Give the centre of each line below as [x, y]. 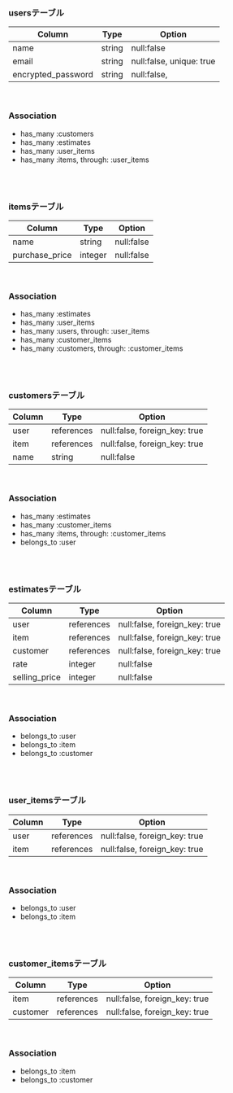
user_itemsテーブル [47, 801]
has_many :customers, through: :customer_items [101, 348]
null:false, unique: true [173, 61]
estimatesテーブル [45, 589]
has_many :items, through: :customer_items [93, 533]
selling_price [37, 677]
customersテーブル [47, 396]
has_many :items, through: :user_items [84, 160]
